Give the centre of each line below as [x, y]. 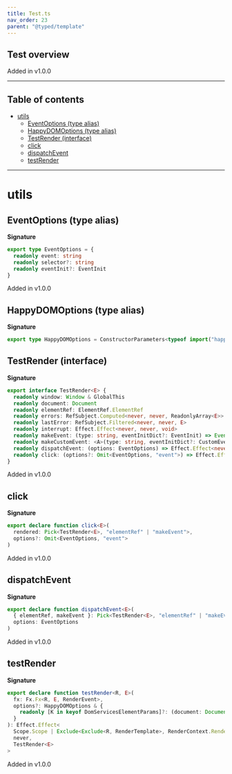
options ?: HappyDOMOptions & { [58, 706]
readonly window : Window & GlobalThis [69, 397]
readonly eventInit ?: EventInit [60, 269]
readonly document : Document [55, 403]
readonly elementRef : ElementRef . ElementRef [78, 410]
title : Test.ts [29, 13]
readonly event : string [47, 256]
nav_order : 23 [28, 20]
